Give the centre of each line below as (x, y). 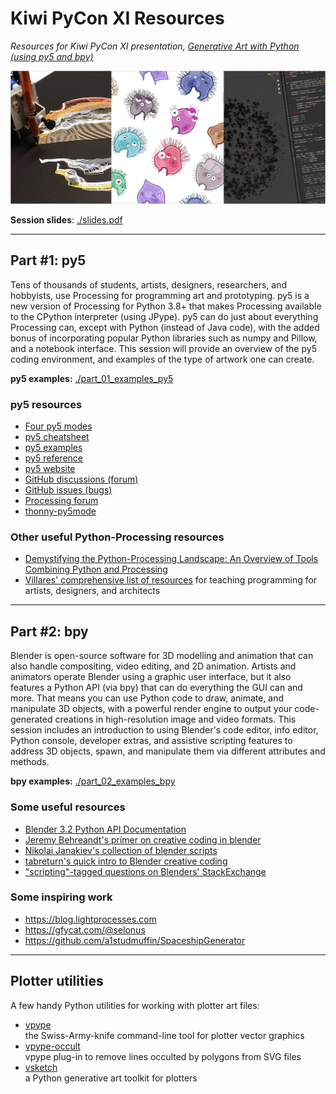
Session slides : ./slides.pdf (66, 220)
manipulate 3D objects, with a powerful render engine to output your (151, 709)
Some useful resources (68, 807)
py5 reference (53, 458)
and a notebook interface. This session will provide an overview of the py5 (163, 348)
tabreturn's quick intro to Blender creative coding (126, 861)
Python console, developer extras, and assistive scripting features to (151, 741)
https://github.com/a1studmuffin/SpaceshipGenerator (135, 940)
